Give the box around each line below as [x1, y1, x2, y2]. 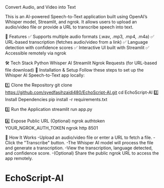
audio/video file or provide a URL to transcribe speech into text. [5, 24, 134, 30]
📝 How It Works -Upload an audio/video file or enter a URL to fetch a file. [5, 134, 152, 140]
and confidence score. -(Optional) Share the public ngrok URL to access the [5, 150, 159, 156]
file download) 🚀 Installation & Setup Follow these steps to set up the [5, 67, 144, 73]
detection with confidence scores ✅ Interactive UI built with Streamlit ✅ [5, 45, 150, 51]
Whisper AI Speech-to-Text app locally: [5, 72, 85, 78]
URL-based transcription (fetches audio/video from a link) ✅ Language [5, 39, 148, 45]
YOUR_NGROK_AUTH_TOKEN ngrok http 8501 [5, 125, 98, 131]
